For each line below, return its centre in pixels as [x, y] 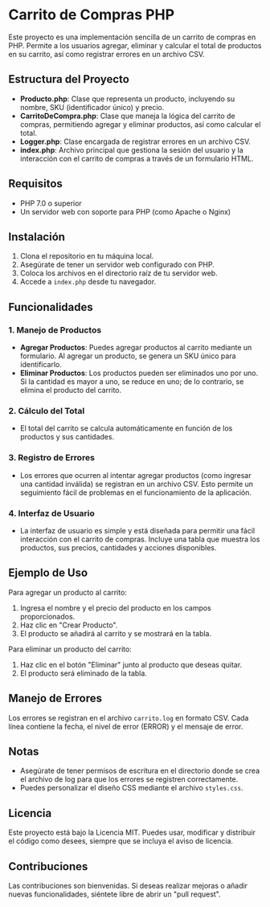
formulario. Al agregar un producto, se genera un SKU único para [128, 356]
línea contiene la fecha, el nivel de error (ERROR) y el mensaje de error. [126, 726]
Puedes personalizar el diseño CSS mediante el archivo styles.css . [131, 788]
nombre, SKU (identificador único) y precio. [92, 107]
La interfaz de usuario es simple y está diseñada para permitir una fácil [137, 530]
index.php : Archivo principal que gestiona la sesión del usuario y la [131, 149]
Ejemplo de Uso [48, 573]
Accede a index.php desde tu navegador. [88, 282]
